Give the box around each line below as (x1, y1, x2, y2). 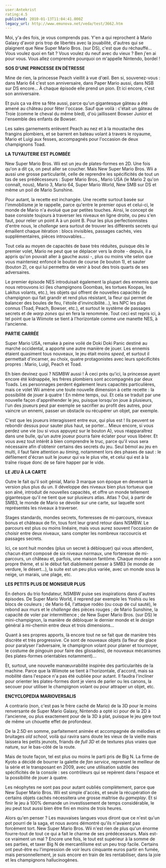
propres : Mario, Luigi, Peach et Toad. (5, 361, 82, 367)
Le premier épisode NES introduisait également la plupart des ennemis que (5, 279, 158, 285)
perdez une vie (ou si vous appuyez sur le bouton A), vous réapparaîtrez (5, 428, 153, 434)
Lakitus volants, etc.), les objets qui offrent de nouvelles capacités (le (5, 289, 147, 295)
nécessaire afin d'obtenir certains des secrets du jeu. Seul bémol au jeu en (5, 444, 158, 450)
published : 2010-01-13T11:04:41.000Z (5, 16, 83, 21)
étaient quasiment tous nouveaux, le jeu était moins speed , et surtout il (5, 351, 150, 357)
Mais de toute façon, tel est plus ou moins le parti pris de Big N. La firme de (5, 754, 160, 759)
